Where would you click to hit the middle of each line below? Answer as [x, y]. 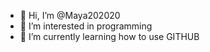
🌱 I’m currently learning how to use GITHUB [109, 36]
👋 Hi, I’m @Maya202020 [70, 15]
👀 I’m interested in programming [86, 26]
